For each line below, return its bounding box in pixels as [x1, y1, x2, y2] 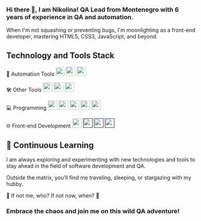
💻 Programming [6, 104, 47, 112]
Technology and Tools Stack [6, 50, 115, 61]
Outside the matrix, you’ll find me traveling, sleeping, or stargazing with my [6, 174, 191, 181]
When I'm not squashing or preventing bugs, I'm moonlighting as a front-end [6, 26, 196, 34]
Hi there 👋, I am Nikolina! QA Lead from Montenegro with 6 [6, 5, 179, 14]
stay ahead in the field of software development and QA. [6, 162, 146, 169]
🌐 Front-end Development [6, 123, 71, 130]
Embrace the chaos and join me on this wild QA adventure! [6, 207, 180, 215]
